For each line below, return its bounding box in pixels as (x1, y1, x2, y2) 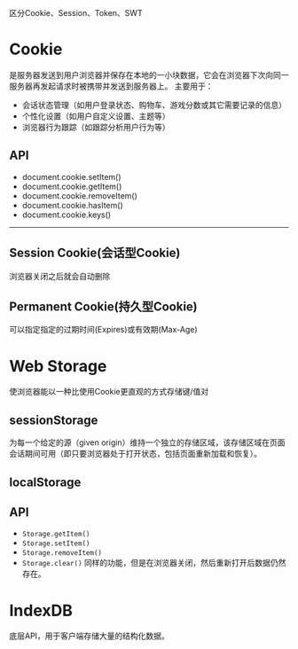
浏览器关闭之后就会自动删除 (9, 270, 111, 281)
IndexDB (9, 600, 74, 621)
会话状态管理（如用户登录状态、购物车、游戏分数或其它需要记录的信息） (21, 99, 286, 110)
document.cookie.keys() (21, 209, 112, 220)
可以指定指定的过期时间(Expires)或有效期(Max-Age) (9, 324, 198, 335)
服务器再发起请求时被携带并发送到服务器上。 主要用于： (9, 81, 214, 91)
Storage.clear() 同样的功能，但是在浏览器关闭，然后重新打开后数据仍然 (21, 558, 286, 568)
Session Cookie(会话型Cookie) (9, 246, 181, 261)
